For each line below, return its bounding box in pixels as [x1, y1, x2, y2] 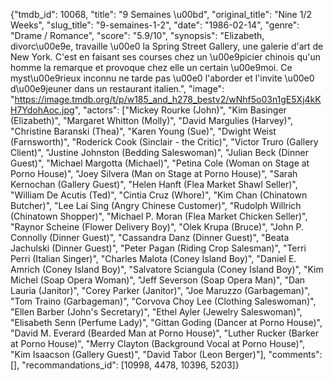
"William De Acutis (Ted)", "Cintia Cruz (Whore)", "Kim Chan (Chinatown [10, 189, 308, 201]
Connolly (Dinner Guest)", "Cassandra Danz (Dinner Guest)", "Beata [10, 232, 290, 243]
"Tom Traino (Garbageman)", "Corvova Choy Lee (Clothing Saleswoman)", [10, 295, 317, 307]
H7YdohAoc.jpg [10, 104, 75, 116]
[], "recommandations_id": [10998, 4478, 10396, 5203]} [10, 359, 240, 371]
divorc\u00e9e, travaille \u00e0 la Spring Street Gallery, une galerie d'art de [10, 40, 324, 52]
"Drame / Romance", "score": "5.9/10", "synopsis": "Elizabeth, [10, 30, 265, 41]
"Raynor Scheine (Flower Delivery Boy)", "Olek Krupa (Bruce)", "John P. [10, 221, 305, 233]
